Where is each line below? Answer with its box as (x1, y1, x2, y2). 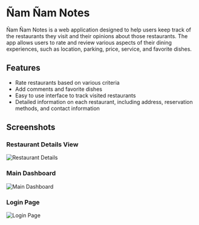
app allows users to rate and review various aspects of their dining (6, 39, 172, 46)
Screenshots (6, 122, 56, 132)
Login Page (6, 198, 41, 206)
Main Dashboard (6, 169, 56, 178)
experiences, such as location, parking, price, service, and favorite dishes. (6, 45, 192, 53)
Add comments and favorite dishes (15, 85, 103, 93)
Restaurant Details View (6, 140, 79, 149)
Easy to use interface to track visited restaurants (15, 91, 136, 99)
